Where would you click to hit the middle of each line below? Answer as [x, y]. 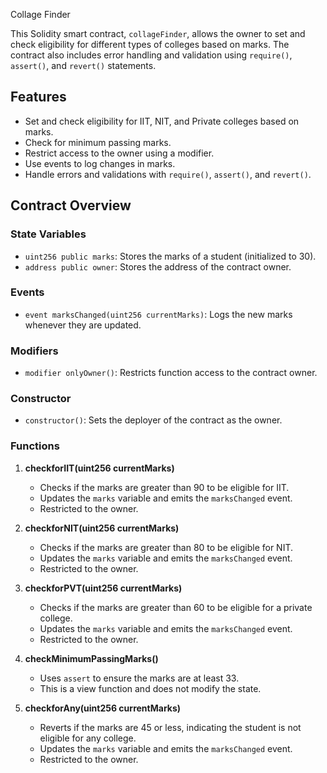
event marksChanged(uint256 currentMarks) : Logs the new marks [158, 314]
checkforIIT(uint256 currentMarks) [99, 468]
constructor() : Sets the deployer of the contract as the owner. [153, 420]
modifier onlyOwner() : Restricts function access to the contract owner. [171, 373]
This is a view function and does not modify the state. [150, 688]
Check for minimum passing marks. [98, 142]
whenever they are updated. [83, 325]
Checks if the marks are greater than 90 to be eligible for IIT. [164, 487]
